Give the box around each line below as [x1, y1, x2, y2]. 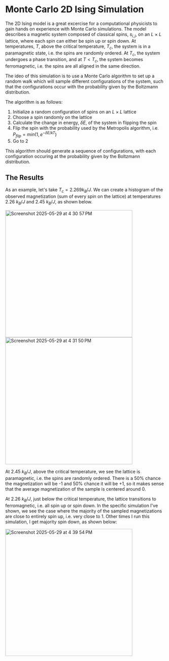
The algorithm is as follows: [5, 99, 63, 105]
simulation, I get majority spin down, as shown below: [5, 519, 117, 525]
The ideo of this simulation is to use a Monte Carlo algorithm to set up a [5, 73, 155, 79]
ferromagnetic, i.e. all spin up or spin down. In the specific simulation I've [5, 502, 158, 508]
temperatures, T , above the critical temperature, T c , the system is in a [5, 43, 151, 50]
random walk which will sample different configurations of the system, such [5, 78, 164, 84]
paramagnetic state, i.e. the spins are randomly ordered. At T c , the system [5, 50, 160, 57]
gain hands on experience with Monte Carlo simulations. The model [5, 25, 147, 32]
